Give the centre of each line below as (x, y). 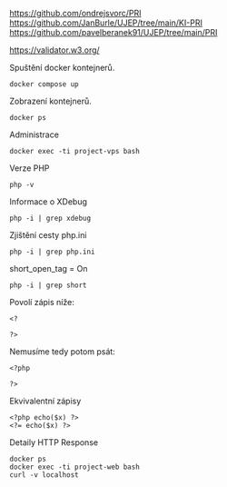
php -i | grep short (49, 285)
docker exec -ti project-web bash (75, 467)
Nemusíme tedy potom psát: (62, 352)
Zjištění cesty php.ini (48, 235)
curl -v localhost (44, 475)
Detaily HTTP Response (54, 442)
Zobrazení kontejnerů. (51, 101)
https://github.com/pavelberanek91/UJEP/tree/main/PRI (113, 32)
